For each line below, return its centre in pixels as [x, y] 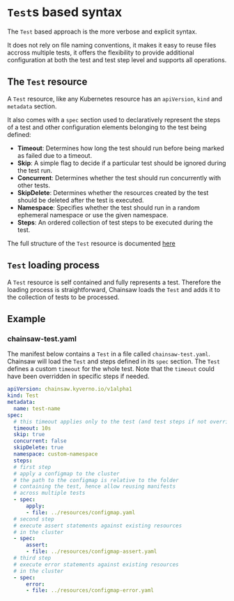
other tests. [34, 185]
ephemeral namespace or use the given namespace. [93, 215]
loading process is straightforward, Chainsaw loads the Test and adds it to [114, 289]
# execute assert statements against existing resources [98, 526]
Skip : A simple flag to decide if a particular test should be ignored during [122, 163]
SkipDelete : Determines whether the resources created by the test [113, 192]
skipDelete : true [39, 448]
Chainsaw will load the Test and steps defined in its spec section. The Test [114, 361]
